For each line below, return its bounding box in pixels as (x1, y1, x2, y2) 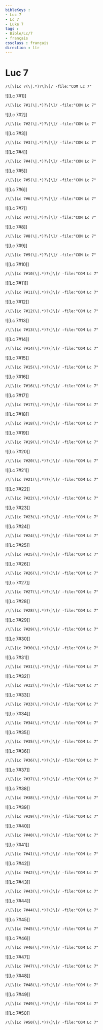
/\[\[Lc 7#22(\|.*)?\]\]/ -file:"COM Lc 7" (5, 495, 99, 501)
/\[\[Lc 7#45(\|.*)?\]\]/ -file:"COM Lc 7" (5, 926, 99, 932)
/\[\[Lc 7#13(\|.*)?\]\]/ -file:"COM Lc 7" (5, 327, 99, 333)
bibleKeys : (5, 7, 30, 13)
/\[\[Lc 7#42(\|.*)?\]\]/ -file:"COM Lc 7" (5, 870, 99, 875)
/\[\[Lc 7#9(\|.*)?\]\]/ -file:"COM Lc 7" (5, 252, 96, 257)
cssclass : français (5, 41, 49, 46)
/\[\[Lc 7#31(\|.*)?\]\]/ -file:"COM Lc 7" (5, 664, 99, 669)
